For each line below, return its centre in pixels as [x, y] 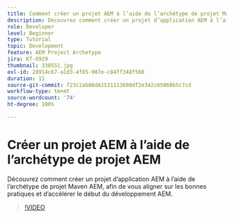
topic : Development [36, 46]
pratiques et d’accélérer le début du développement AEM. [90, 194]
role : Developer [31, 26]
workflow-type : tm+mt [39, 91]
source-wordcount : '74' [42, 98]
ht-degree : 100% [31, 104]
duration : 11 [26, 78]
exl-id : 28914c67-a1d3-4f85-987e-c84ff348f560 [76, 72]
